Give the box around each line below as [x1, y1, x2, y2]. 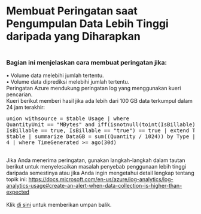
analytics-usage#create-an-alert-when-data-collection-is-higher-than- [6, 182, 182, 189]
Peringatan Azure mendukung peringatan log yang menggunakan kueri [6, 85, 181, 92]
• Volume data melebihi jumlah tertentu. [6, 72, 104, 79]
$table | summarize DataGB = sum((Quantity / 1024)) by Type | [6, 133, 196, 140]
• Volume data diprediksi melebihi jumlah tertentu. [6, 78, 130, 85]
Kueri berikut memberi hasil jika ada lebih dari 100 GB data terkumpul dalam [6, 97, 193, 105]
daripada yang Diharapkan [6, 30, 141, 43]
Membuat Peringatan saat [6, 4, 138, 18]
